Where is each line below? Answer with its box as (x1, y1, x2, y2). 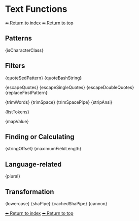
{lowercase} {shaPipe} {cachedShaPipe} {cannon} (5, 201, 107, 206)
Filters (5, 62, 26, 70)
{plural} (5, 173, 21, 179)
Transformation (5, 187, 54, 196)
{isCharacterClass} (5, 47, 44, 53)
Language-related (5, 160, 62, 169)
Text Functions (5, 3, 68, 15)
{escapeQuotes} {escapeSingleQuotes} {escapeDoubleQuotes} (5, 84, 134, 90)
